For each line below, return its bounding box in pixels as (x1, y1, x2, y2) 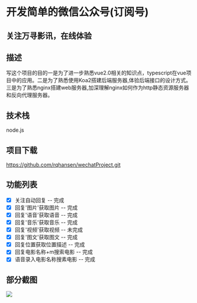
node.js (6, 126, 25, 133)
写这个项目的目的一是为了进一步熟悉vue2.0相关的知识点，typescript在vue (6, 69, 186, 77)
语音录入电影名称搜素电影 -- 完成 (14, 256, 96, 263)
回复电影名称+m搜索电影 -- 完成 (14, 249, 93, 256)
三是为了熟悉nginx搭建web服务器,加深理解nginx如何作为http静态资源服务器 (6, 84, 189, 92)
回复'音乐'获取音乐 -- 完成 (14, 219, 78, 226)
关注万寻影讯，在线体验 (6, 31, 92, 41)
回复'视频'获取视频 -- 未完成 (14, 226, 83, 233)
